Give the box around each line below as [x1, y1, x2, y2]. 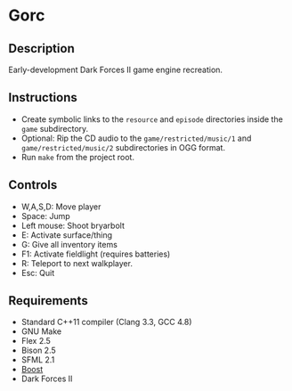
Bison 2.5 [20, 345, 57, 356]
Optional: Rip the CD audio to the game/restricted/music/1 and [20, 133, 252, 143]
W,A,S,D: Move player [20, 201, 101, 212]
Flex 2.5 [20, 336, 51, 346]
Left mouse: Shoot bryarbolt [20, 220, 126, 231]
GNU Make [20, 326, 62, 337]
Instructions [8, 90, 77, 105]
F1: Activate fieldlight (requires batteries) [20, 248, 171, 259]
